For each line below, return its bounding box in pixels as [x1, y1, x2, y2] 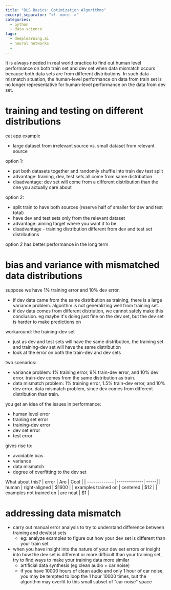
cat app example [5, 133, 41, 139]
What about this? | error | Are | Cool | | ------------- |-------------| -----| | [5, 478, 161, 484]
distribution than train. [12, 391, 60, 397]
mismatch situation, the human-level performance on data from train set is [5, 76, 162, 82]
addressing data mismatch [5, 508, 121, 519]
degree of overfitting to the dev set [12, 469, 87, 475]
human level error [12, 411, 50, 417]
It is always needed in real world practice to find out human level [5, 59, 142, 66]
